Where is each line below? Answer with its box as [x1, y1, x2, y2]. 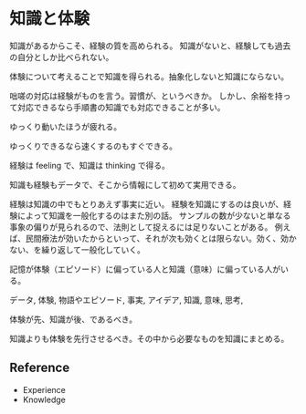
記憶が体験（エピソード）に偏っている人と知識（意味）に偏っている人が [9, 264, 281, 274]
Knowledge [22, 394, 66, 405]
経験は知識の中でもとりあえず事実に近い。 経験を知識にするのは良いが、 [9, 198, 284, 210]
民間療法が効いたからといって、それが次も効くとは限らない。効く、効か [25, 233, 297, 243]
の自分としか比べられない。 [9, 51, 114, 62]
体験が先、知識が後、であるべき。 [9, 314, 138, 325]
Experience [22, 384, 66, 395]
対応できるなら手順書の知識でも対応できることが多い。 [16, 101, 226, 112]
